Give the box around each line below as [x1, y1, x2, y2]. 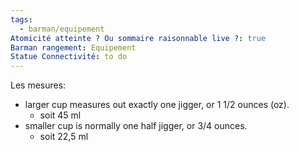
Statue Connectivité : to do [10, 52, 128, 62]
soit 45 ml [39, 109, 82, 121]
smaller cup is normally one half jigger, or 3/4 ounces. [24, 120, 248, 132]
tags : [10, 14, 33, 25]
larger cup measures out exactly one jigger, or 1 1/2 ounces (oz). [24, 99, 290, 111]
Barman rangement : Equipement [10, 42, 137, 53]
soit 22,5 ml [39, 131, 89, 143]
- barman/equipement [19, 24, 105, 34]
